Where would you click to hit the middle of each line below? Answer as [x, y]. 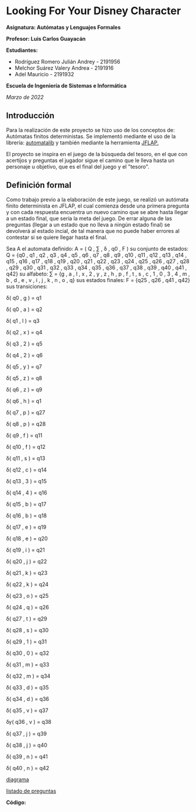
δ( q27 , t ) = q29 [27, 619]
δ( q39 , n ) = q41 [27, 756]
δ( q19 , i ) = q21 [26, 550]
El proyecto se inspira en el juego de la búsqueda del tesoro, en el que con [97, 154]
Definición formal [39, 185]
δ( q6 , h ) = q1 [24, 401]
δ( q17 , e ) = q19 [26, 527]
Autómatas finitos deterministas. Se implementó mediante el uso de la [91, 136]
